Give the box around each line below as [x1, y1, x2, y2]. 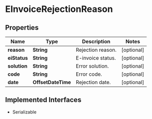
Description [82, 38, 111, 45]
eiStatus [7, 55, 28, 61]
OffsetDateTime [32, 79, 71, 86]
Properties [5, 23, 39, 32]
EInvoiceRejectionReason [5, 3, 113, 15]
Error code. [75, 71, 102, 78]
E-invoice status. [75, 55, 116, 61]
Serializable [12, 109, 37, 115]
